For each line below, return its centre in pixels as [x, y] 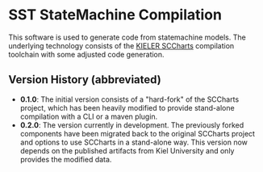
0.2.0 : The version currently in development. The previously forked [132, 125]
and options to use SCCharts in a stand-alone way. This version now [134, 142]
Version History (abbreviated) [85, 80]
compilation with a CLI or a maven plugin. [89, 116]
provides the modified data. [66, 159]
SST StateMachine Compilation [115, 15]
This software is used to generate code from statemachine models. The [127, 37]
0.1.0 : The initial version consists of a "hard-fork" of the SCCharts [129, 99]
